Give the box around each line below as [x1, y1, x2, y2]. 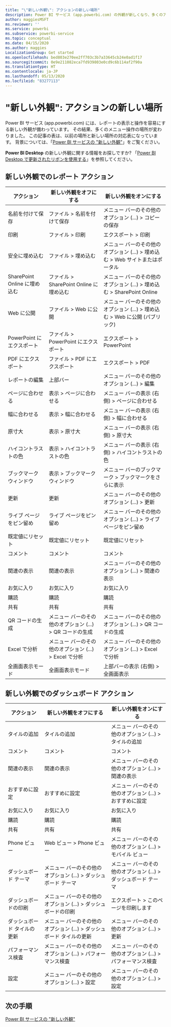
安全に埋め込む [8, 252, 44, 259]
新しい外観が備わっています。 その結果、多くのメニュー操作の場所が [9, 126, 153, 132]
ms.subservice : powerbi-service [5, 31, 74, 36]
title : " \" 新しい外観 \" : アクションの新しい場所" [5, 7, 100, 13]
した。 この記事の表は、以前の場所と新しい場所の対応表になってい [14, 132, 154, 138]
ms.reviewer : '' [5, 21, 40, 27]
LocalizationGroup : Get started [5, 50, 74, 55]
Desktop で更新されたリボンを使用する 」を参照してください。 [5, 156, 135, 162]
